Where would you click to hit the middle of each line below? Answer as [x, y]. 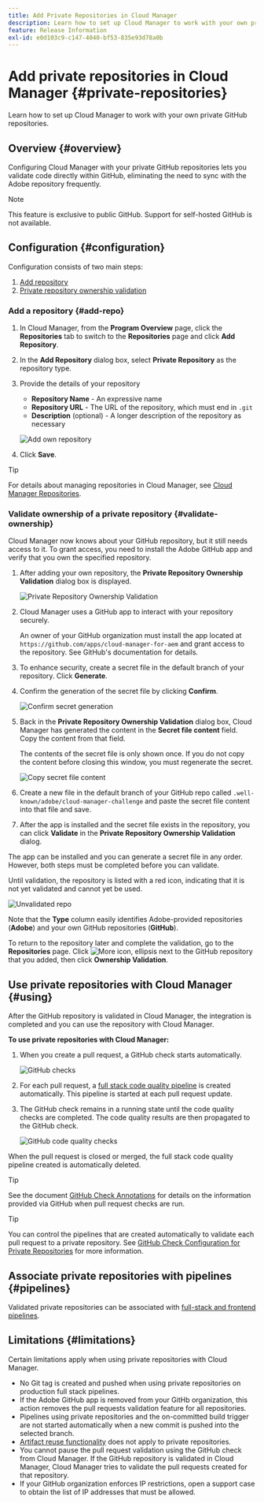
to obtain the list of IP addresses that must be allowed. [108, 1492]
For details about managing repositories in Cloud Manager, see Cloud [121, 485]
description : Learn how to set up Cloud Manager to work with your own [128, 23]
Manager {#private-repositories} [118, 93]
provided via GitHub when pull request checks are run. [96, 1204]
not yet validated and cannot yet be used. [75, 889]
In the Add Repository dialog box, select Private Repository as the [128, 360]
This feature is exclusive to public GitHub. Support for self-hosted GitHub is [130, 214]
